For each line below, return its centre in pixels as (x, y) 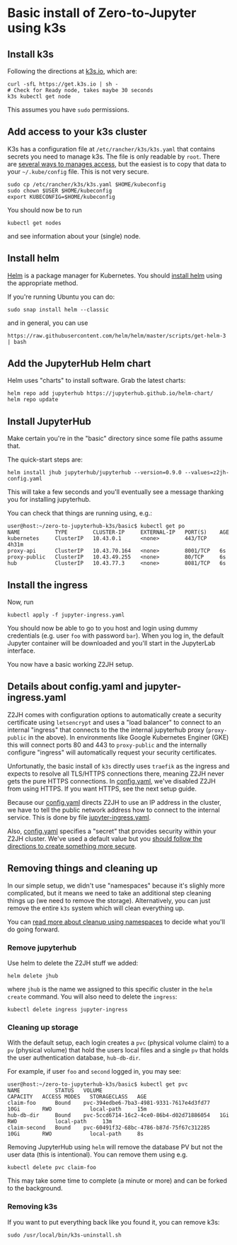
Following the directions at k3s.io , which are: (73, 71)
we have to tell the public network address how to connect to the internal (114, 810)
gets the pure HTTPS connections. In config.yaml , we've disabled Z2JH (111, 781)
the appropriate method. (43, 283)
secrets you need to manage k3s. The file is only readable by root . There (114, 156)
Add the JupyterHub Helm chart (79, 363)
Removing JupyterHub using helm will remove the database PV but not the (115, 1147)
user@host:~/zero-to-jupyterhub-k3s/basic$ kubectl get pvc (98, 1084)
